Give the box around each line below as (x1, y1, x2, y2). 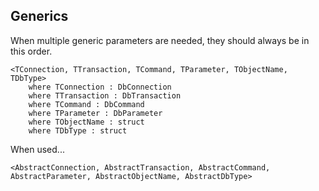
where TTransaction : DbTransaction (28, 90, 182, 101)
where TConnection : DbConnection (28, 82, 172, 92)
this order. (10, 45, 53, 57)
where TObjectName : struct (28, 117, 145, 127)
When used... (10, 143, 65, 155)
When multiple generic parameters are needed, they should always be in (10, 34, 310, 46)
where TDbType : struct (28, 125, 128, 136)
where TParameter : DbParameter (28, 108, 163, 118)
